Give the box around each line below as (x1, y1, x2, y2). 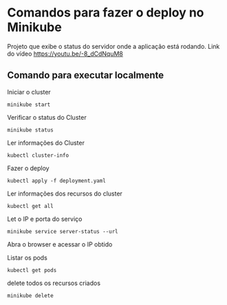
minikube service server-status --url (7, 228, 118, 235)
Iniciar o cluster (7, 87, 52, 96)
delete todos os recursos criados (7, 279, 101, 287)
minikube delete (7, 292, 54, 299)
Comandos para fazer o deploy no (7, 5, 204, 21)
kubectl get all (7, 202, 54, 209)
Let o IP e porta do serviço (7, 215, 83, 223)
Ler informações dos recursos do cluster (7, 189, 122, 198)
